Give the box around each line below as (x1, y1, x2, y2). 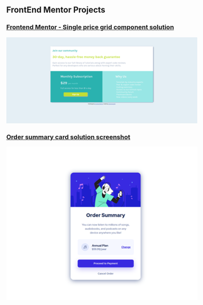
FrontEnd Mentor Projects (6, 5, 106, 15)
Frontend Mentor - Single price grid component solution (6, 23, 175, 32)
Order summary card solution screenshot (6, 133, 130, 141)
